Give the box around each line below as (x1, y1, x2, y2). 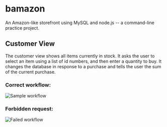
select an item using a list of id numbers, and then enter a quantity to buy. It (5, 58, 162, 64)
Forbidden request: (5, 105, 54, 112)
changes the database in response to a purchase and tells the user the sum (5, 63, 161, 69)
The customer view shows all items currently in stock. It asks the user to (5, 53, 155, 59)
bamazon (5, 3, 45, 15)
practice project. (5, 25, 39, 31)
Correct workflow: (5, 81, 51, 88)
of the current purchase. (5, 69, 56, 75)
